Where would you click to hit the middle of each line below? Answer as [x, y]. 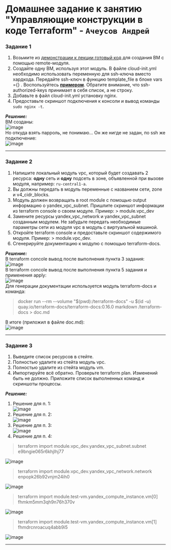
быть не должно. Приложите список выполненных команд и [78, 378]
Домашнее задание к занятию [74, 9]
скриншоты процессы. [37, 384]
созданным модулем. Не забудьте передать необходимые [77, 222]
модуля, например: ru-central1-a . [50, 184]
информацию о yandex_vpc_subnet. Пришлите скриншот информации [88, 205]
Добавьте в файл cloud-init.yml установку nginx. [65, 96]
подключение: [21, 138]
